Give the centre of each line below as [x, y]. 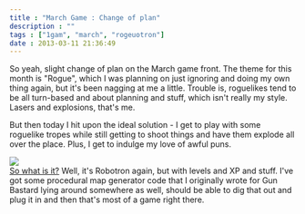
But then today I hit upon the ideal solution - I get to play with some [135, 125]
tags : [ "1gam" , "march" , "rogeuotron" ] [87, 34]
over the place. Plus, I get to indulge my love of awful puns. [121, 144]
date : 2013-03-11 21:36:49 [63, 43]
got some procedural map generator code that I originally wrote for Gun [143, 180]
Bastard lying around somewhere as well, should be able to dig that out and [151, 190]
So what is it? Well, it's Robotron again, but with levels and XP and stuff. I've [152, 171]
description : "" [42, 26]
